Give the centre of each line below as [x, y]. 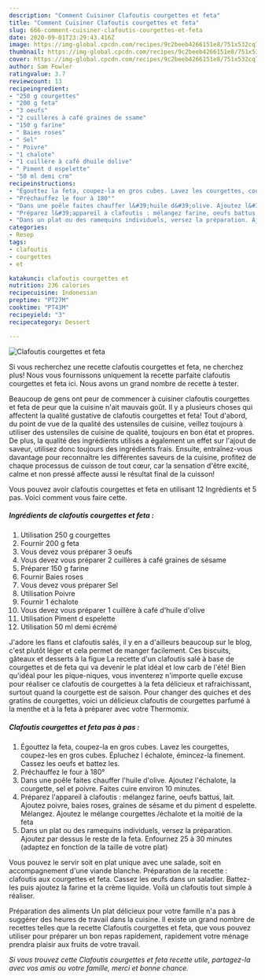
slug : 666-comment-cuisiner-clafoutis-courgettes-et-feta [106, 30]
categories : [28, 228]
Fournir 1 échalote [49, 602]
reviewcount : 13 [35, 81]
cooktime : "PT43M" [39, 308]
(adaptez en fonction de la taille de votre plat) [94, 847]
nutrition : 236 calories [50, 286]
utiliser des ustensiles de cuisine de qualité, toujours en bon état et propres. [132, 432]
